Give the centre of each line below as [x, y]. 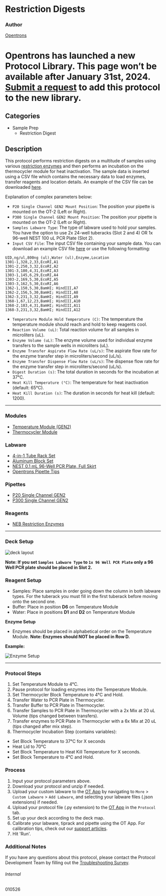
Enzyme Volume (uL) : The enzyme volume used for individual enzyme [82, 340]
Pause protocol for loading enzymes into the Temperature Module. [80, 689]
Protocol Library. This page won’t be [81, 66]
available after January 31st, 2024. [78, 77]
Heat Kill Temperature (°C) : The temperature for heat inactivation [80, 382]
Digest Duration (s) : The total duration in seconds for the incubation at [85, 372]
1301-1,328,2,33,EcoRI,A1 [32, 262]
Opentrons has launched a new [70, 55]
